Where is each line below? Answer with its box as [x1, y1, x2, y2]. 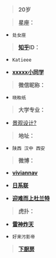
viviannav [12, 169, 38, 176]
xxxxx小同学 [12, 68, 44, 76]
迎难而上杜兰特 [12, 195, 50, 202]
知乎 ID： [18, 44, 40, 51]
